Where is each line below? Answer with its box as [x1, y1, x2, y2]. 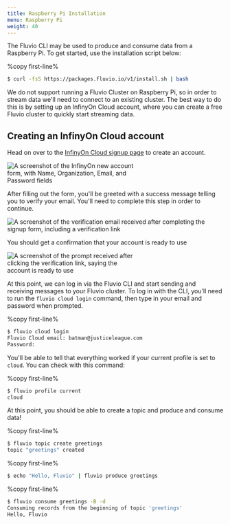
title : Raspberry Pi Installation [7, 10, 106, 17]
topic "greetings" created [7, 447, 84, 454]
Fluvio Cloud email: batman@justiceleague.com [7, 335, 143, 342]
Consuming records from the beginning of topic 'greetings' [7, 504, 183, 512]
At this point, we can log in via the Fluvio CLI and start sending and [7, 280, 196, 288]
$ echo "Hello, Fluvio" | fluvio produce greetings [7, 472, 158, 479]
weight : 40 [7, 23, 38, 30]
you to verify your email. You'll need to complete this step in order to [7, 197, 201, 205]
